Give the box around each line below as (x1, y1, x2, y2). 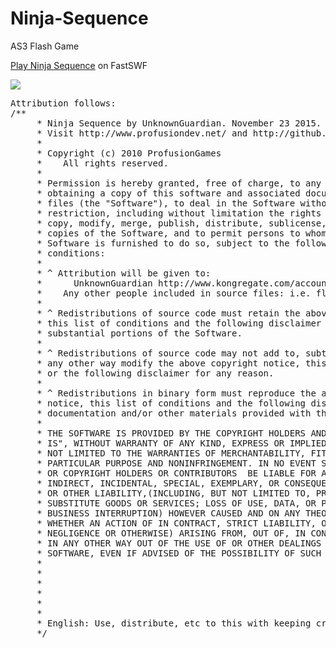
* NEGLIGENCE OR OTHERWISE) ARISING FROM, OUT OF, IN (36, 527, 307, 539)
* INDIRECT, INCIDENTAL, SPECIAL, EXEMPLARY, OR (36, 477, 280, 489)
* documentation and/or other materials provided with (36, 407, 312, 419)
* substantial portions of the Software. (36, 327, 243, 339)
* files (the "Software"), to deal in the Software (36, 197, 296, 209)
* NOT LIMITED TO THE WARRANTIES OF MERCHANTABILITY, (36, 447, 307, 459)
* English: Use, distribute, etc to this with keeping (36, 617, 312, 629)
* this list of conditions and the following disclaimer (36, 317, 322, 329)
